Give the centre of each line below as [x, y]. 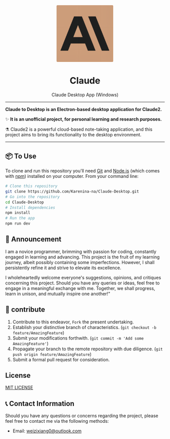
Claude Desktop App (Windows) [85, 95]
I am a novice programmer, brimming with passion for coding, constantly [81, 251]
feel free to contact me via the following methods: [57, 421]
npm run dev [18, 224]
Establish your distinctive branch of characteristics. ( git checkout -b [84, 327]
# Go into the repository [32, 197]
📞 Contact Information [40, 403]
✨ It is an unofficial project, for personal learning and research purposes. [83, 119]
